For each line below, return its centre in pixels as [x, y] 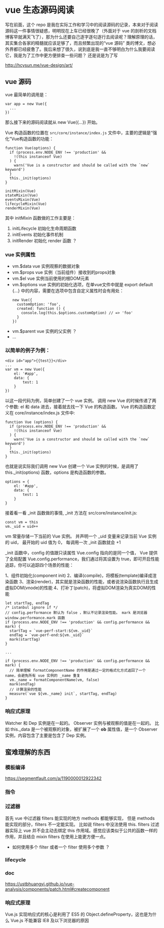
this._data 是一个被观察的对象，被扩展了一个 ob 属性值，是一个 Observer [84, 729]
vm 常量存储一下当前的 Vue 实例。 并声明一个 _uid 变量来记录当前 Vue [76, 536]
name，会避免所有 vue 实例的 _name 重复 [43, 676]
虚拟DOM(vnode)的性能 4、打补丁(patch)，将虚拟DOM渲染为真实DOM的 [78, 588]
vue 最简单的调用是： [27, 94]
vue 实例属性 [20, 254]
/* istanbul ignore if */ [31, 608]
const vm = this [22, 522]
